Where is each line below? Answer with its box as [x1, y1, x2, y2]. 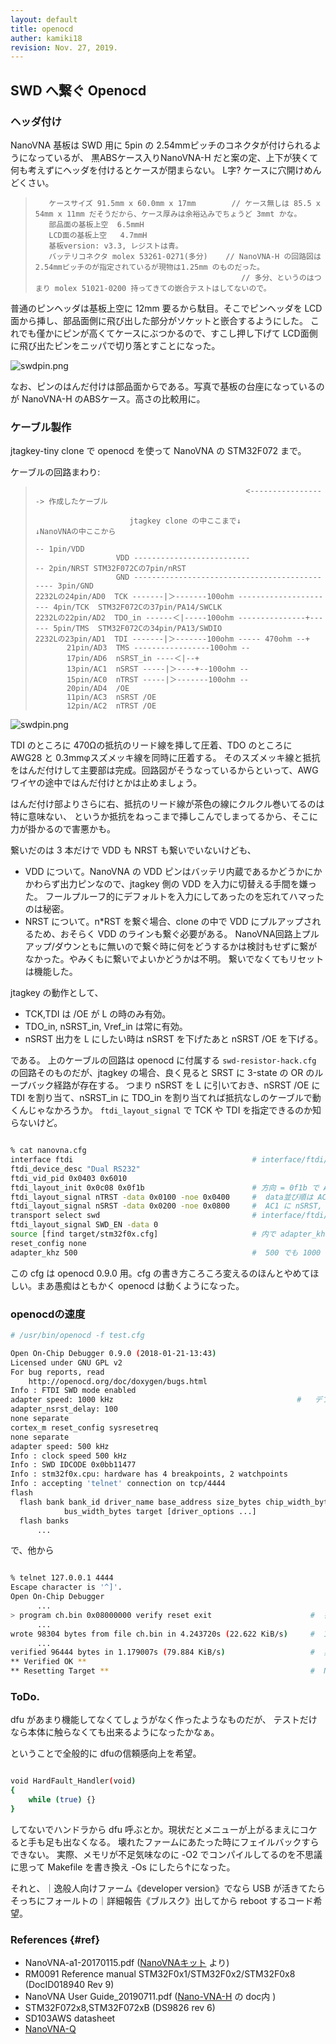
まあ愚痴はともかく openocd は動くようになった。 [36, 1279, 245, 1291]
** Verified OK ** [10, 1657, 87, 1667]
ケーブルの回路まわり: [10, 466, 101, 478]
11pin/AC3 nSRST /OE [66, 692, 157, 703]
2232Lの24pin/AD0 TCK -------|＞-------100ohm [34, 592, 235, 602]
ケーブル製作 [10, 420, 72, 434]
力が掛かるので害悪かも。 [10, 823, 116, 835]
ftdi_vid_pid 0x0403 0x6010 [10, 1173, 128, 1183]
